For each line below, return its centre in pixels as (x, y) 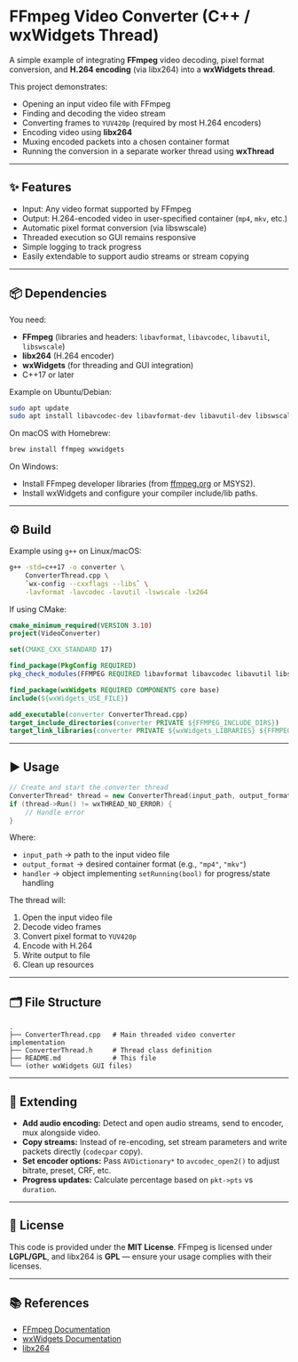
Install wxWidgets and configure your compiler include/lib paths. (140, 493)
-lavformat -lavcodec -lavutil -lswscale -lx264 (117, 592)
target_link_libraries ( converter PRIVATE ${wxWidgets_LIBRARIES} (132, 731)
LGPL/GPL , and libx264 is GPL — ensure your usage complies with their (141, 1256)
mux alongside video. (61, 1132)
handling (38, 883)
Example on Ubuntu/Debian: (61, 391)
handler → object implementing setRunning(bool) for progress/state (146, 874)
